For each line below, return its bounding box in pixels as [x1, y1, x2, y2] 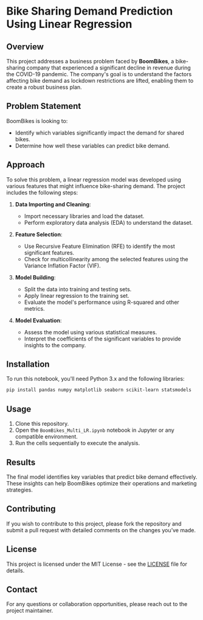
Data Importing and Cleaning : [15, 200, 91, 208]
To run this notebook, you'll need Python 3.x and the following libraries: [6, 375, 185, 382]
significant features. [24, 248, 75, 256]
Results [6, 457, 36, 467]
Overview [6, 41, 44, 52]
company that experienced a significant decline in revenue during [26, 64, 191, 71]
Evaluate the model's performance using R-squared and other [24, 298, 179, 306]
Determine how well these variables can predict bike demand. [15, 142, 170, 149]
